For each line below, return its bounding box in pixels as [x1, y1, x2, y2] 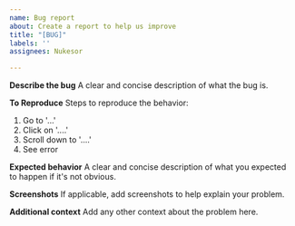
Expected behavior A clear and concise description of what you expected [9, 162, 287, 172]
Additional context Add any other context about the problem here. [9, 206, 259, 218]
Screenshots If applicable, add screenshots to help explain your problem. [9, 189, 285, 200]
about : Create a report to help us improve [9, 22, 177, 31]
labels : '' [9, 38, 51, 48]
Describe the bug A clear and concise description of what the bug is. [9, 80, 269, 91]
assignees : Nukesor [9, 47, 84, 56]
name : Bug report [9, 13, 75, 23]
